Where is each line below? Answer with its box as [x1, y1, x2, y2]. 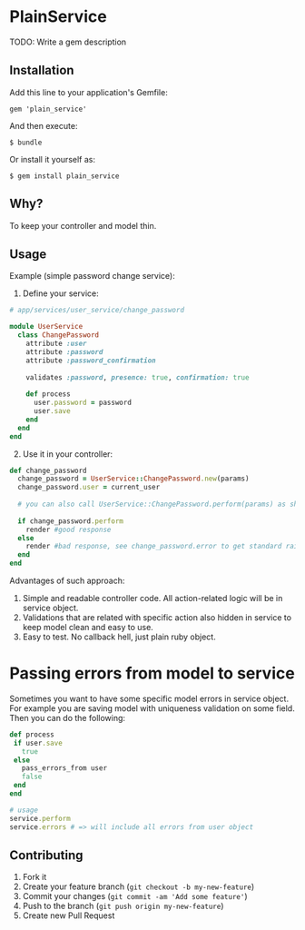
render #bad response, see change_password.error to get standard [25, 542, 282, 551]
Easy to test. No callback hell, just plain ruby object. [22, 631, 216, 642]
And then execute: [9, 120, 78, 131]
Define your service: [22, 288, 99, 299]
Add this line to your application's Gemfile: [9, 86, 168, 97]
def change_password [9, 466, 88, 475]
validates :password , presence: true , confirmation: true [25, 372, 250, 382]
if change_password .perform [17, 516, 124, 526]
